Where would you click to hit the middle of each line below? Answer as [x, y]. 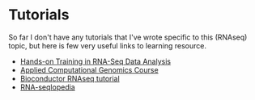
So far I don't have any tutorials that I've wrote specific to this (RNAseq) [128, 37]
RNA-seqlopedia [47, 87]
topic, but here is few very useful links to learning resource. [108, 45]
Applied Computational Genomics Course [89, 69]
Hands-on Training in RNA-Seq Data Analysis [96, 61]
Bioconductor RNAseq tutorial [70, 78]
